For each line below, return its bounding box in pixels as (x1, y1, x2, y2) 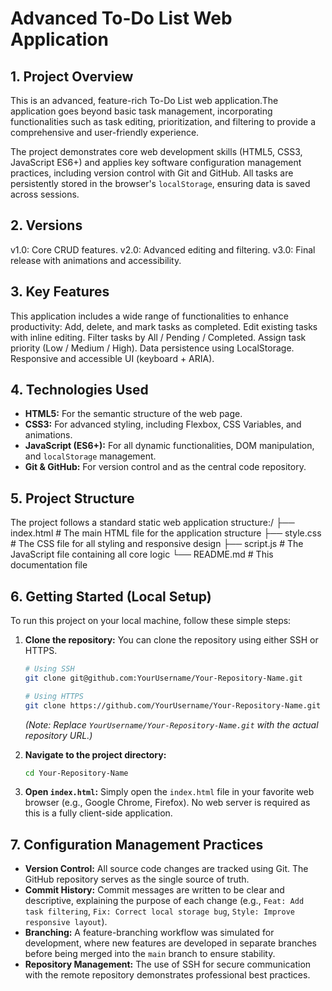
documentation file (10, 559, 88, 571)
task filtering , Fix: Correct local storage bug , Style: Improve (24, 905, 295, 917)
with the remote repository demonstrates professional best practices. (24, 969, 311, 981)
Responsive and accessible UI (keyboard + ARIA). (10, 352, 215, 364)
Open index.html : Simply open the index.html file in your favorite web (24, 786, 315, 798)
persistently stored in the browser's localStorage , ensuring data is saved (10, 178, 311, 189)
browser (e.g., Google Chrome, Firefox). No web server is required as (24, 797, 311, 809)
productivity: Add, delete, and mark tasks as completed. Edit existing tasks (10, 320, 318, 332)
